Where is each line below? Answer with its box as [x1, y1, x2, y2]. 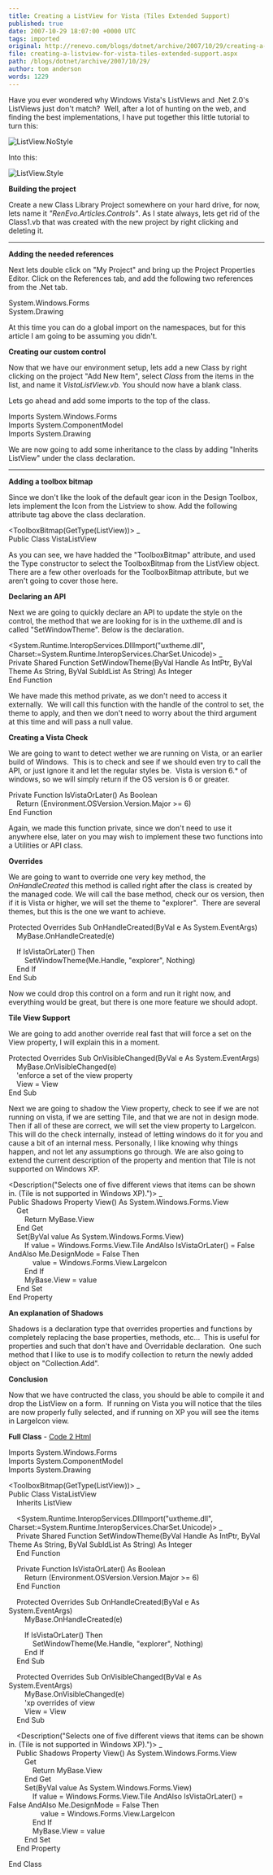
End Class [8, 1859, 42, 1868]
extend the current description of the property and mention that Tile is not [8, 1155, 256, 1165]
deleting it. [8, 226, 45, 235]
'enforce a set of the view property [15, 1070, 133, 1080]
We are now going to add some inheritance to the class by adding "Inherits [8, 445, 258, 454]
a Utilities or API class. [8, 840, 84, 850]
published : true [8, 20, 63, 28]
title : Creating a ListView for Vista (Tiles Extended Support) [8, 11, 231, 20]
